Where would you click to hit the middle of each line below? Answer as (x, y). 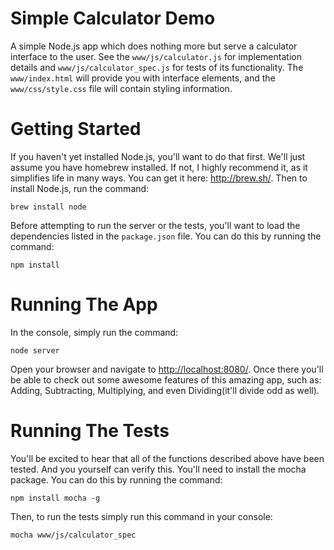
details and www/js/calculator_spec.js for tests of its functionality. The (157, 67)
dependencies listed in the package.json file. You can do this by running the (166, 236)
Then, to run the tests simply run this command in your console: (141, 516)
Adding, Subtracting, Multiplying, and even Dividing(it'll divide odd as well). (165, 390)
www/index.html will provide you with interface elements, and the (143, 78)
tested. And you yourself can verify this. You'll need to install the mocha (158, 469)
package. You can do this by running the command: (116, 479)
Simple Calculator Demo (113, 18)
